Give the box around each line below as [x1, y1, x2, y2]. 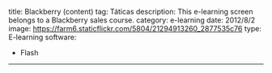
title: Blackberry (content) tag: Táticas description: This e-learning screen [8, 7, 253, 16]
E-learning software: [8, 32, 77, 42]
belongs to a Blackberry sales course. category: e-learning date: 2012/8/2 [8, 15, 256, 25]
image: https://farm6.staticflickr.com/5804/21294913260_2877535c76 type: [8, 24, 261, 33]
